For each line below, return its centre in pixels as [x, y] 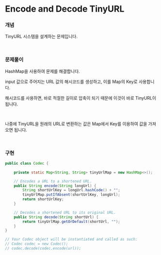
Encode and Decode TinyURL [65, 9]
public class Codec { [27, 164]
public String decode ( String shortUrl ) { [56, 217]
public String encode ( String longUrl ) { [55, 186]
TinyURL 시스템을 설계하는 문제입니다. [41, 36]
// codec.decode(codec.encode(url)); [43, 249]
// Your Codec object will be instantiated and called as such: [71, 239]
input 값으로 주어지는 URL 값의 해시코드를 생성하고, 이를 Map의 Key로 [71, 82]
